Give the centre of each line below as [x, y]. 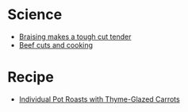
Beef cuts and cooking [56, 44]
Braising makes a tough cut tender [75, 37]
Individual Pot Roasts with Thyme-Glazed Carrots [99, 99]
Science [35, 15]
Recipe [31, 77]
